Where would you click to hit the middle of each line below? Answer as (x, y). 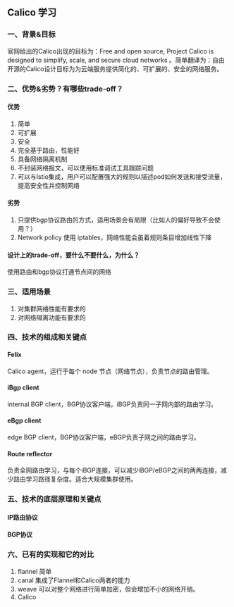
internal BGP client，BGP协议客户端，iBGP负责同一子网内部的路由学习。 (112, 404)
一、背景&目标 (32, 35)
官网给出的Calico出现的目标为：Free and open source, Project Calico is (111, 51)
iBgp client (24, 388)
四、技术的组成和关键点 (47, 337)
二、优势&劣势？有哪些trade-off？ (65, 89)
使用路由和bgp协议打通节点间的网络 (59, 272)
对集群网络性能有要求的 (51, 308)
